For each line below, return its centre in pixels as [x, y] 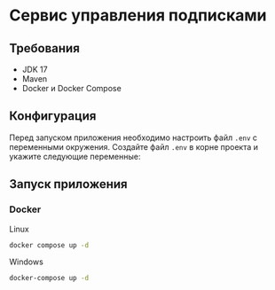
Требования [44, 48]
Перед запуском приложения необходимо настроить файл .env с [134, 137]
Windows [27, 262]
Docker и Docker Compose [71, 88]
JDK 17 [35, 69]
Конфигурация [53, 116]
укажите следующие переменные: [75, 156]
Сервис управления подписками [138, 16]
